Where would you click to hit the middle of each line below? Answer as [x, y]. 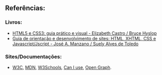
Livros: [14, 22]
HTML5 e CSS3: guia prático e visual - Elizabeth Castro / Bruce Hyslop [84, 33]
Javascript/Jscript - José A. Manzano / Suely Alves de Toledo [75, 44]
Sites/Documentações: [33, 57]
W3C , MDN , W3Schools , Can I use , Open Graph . [62, 67]
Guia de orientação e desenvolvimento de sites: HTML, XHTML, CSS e [84, 38]
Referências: [25, 8]
